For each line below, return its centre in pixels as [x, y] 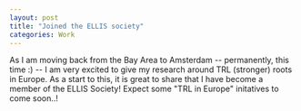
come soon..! [34, 98]
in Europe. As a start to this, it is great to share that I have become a [136, 79]
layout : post [34, 18]
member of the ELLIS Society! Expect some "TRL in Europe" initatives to [144, 89]
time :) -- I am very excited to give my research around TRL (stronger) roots [151, 69]
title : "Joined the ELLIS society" [77, 26]
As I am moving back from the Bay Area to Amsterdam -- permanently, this [149, 60]
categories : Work [42, 34]
